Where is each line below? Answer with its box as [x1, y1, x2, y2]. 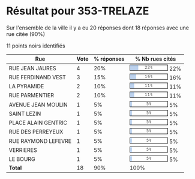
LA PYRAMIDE [8, 83, 44, 90]
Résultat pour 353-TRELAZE [6, 4, 149, 18]
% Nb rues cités [134, 55, 176, 62]
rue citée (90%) [6, 30, 46, 37]
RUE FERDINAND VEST [8, 73, 66, 80]
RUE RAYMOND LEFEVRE [8, 137, 72, 145]
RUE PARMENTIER [8, 92, 55, 99]
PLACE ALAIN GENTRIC [8, 119, 68, 127]
